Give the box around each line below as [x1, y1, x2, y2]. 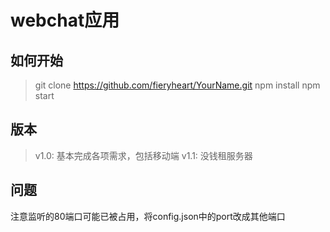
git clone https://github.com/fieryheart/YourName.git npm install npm [34, 79, 321, 91]
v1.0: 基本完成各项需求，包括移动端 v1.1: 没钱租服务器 [34, 149, 253, 161]
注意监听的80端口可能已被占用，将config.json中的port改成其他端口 [10, 210, 286, 222]
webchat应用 [10, 9, 120, 32]
